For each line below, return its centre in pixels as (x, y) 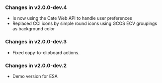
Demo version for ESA (35, 76)
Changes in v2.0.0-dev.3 (36, 42)
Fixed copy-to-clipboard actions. (46, 52)
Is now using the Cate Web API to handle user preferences (72, 18)
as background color (34, 29)
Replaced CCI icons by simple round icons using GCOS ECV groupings (85, 23)
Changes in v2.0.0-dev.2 (36, 65)
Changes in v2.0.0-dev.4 (36, 7)
